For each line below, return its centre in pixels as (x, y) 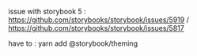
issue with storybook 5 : (47, 11)
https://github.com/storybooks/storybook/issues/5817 (96, 28)
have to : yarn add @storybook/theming (73, 43)
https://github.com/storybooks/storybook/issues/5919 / (99, 20)
